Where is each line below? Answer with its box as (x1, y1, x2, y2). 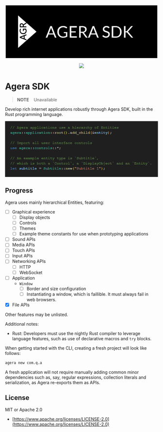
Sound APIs (12, 236, 35, 242)
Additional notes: (5, 321, 39, 327)
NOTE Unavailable (16, 97, 57, 103)
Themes (19, 225, 36, 232)
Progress (5, 186, 33, 195)
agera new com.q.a (5, 360, 42, 365)
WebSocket (19, 269, 43, 275)
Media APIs (12, 242, 35, 248)
